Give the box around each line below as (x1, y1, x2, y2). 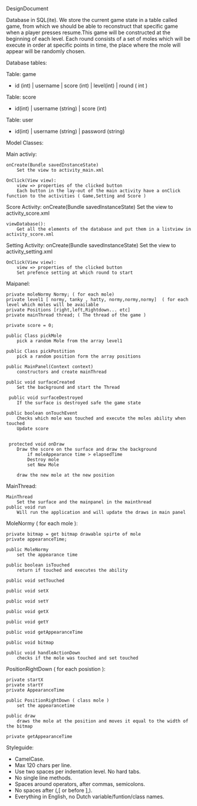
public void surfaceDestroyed (8, 395, 83, 401)
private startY (6, 682, 44, 688)
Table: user (6, 116, 34, 123)
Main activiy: (6, 150, 37, 158)
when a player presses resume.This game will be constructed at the (6, 29, 171, 36)
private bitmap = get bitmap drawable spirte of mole (6, 531, 142, 537)
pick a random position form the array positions (17, 353, 142, 359)
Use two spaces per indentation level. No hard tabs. (14, 768, 141, 775)
